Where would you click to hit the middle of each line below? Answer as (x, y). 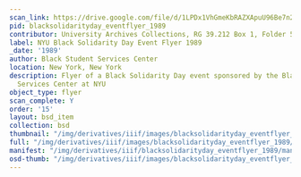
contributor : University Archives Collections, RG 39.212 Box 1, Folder (148, 34)
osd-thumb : (30, 159)
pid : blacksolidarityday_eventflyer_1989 (88, 26)
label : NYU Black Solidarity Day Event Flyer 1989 (106, 42)
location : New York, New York (66, 68)
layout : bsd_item (42, 117)
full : (19, 142)
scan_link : (30, 17)
